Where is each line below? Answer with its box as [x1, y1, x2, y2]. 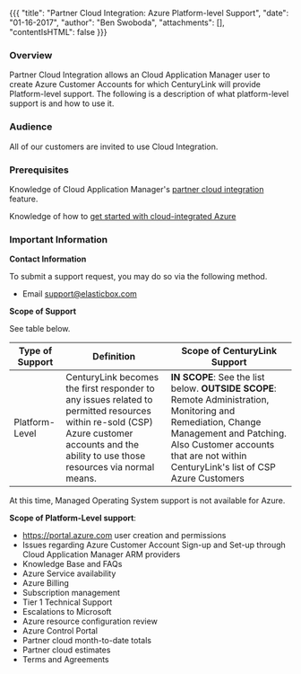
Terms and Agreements [21, 654, 109, 665]
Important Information [9, 233, 108, 245]
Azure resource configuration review [21, 616, 159, 627]
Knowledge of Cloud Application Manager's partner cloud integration [9, 183, 264, 194]
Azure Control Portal [21, 625, 99, 636]
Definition [92, 350, 136, 363]
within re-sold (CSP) [65, 416, 154, 429]
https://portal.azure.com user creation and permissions [21, 530, 227, 541]
